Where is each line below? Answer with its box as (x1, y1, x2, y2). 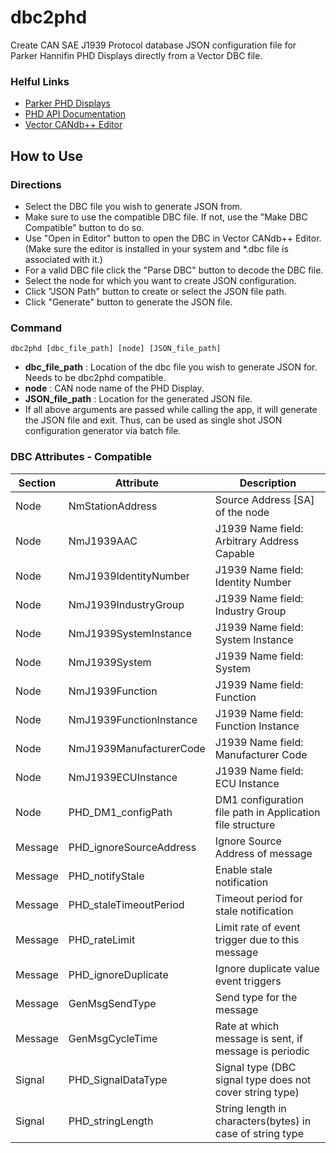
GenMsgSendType (68, 996, 157, 1010)
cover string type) (214, 1085, 300, 1099)
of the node (214, 505, 270, 519)
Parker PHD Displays (24, 97, 111, 110)
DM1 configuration (214, 792, 304, 806)
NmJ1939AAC (68, 534, 138, 548)
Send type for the (214, 990, 298, 1004)
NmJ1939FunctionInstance (68, 712, 198, 726)
